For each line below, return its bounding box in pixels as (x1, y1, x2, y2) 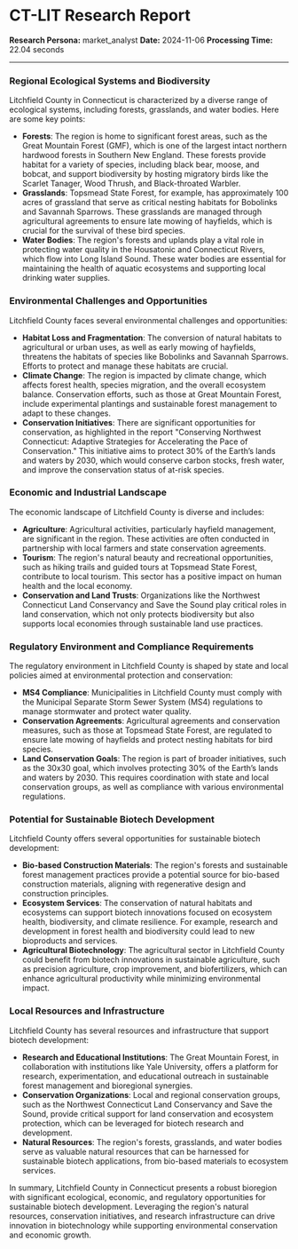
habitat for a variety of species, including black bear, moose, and (21, 159, 260, 170)
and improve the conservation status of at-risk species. (21, 464, 224, 475)
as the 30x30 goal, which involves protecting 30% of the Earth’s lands (21, 763, 278, 774)
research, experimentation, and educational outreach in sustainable (21, 1070, 269, 1081)
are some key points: (9, 114, 86, 124)
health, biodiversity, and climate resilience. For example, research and (21, 917, 278, 927)
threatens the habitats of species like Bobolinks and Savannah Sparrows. (21, 351, 289, 362)
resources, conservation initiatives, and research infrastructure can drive (9, 1210, 276, 1221)
